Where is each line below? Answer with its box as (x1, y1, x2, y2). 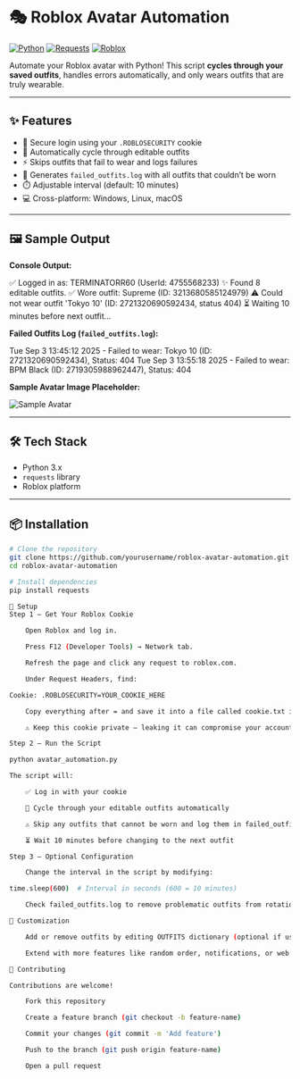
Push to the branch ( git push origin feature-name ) (25, 1046, 221, 1055)
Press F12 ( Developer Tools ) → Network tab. (25, 642, 194, 652)
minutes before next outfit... (9, 310, 112, 322)
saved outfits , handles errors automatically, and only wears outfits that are (9, 69, 284, 80)
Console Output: (9, 260, 72, 271)
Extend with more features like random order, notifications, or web (25, 949, 290, 958)
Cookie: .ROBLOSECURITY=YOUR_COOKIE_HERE (9, 690, 166, 699)
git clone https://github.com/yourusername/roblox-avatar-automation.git (9, 553, 290, 563)
